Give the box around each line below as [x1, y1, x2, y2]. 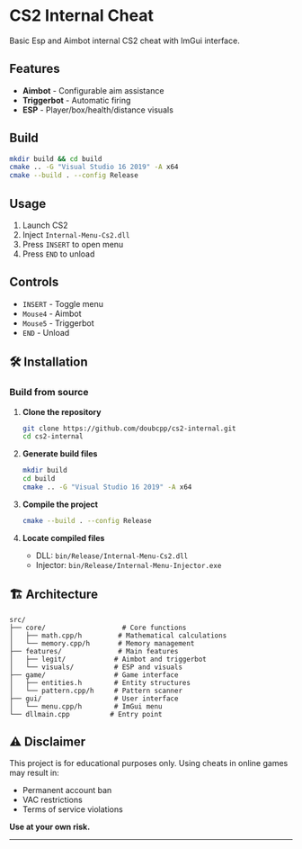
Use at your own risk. [9, 821, 91, 833]
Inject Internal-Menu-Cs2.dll [22, 230, 130, 239]
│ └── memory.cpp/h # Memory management [9, 638, 195, 648]
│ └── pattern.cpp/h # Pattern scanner [9, 686, 182, 695]
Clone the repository [22, 406, 102, 417]
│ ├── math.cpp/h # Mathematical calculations [9, 631, 227, 640]
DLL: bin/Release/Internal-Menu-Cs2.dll [35, 550, 189, 561]
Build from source [9, 386, 89, 399]
